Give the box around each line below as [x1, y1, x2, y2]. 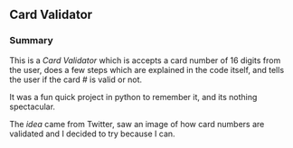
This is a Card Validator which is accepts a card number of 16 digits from [9, 54, 281, 66]
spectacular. [9, 101, 56, 112]
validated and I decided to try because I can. [9, 128, 175, 139]
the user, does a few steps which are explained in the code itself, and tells [9, 64, 285, 75]
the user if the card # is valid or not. [9, 74, 143, 85]
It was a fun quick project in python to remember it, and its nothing [9, 91, 258, 102]
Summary [9, 34, 54, 47]
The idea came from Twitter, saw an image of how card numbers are [9, 118, 265, 129]
